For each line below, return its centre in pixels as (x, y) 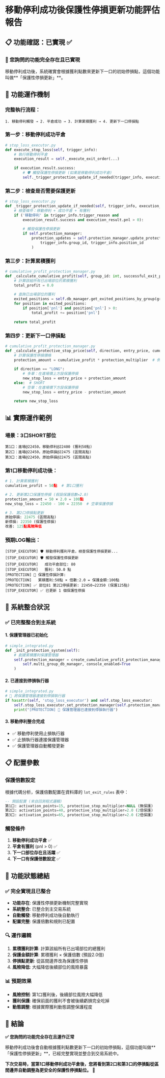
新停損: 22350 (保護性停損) (31, 522)
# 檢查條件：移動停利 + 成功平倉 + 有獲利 (52, 210)
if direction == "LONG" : (39, 369)
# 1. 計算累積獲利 (22, 481)
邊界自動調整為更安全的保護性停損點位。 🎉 (52, 1070)
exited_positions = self (39, 299)
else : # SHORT (29, 383)
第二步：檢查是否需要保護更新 (41, 191)
